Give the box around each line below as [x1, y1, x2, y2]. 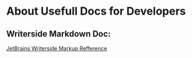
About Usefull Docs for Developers [6, 4, 186, 18]
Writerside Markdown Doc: [6, 29, 111, 39]
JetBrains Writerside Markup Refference [6, 45, 108, 52]
